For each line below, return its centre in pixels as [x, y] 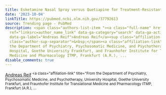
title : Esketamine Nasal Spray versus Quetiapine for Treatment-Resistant [84, 10]
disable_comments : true [30, 60]
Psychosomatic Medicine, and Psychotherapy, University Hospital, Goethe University [77, 79]
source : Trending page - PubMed [38, 23]
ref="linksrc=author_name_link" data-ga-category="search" [72, 32]
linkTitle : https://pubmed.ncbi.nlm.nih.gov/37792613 [62, 19]
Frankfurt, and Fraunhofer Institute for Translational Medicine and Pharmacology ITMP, [79, 84]
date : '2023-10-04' [25, 14]
